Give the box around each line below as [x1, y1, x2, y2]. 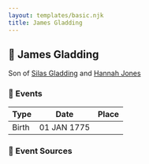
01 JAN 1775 [39, 122, 91, 133]
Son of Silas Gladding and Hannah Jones [8, 68, 141, 78]
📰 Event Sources [8, 145, 73, 156]
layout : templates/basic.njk [8, 11, 104, 20]
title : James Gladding [8, 19, 83, 27]
